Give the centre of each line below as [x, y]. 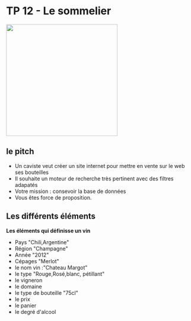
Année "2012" [32, 255]
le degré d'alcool [35, 311]
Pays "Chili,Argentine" [42, 242]
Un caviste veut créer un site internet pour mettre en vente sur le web [100, 166]
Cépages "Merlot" [37, 261]
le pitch [20, 152]
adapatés [26, 185]
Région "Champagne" [41, 248]
